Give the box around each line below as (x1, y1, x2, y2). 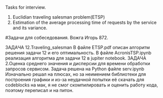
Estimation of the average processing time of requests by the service (12, 20, 157, 25)
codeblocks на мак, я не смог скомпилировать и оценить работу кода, (5, 82, 158, 88)
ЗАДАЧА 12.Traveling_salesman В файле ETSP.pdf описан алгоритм (5, 44, 150, 50)
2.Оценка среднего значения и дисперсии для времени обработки (5, 61, 150, 66)
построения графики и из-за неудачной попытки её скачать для (5, 77, 144, 82)
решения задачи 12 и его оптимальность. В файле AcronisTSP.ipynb (5, 50, 152, 56)
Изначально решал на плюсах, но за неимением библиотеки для (5, 71, 146, 77)
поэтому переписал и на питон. (5, 87, 74, 93)
